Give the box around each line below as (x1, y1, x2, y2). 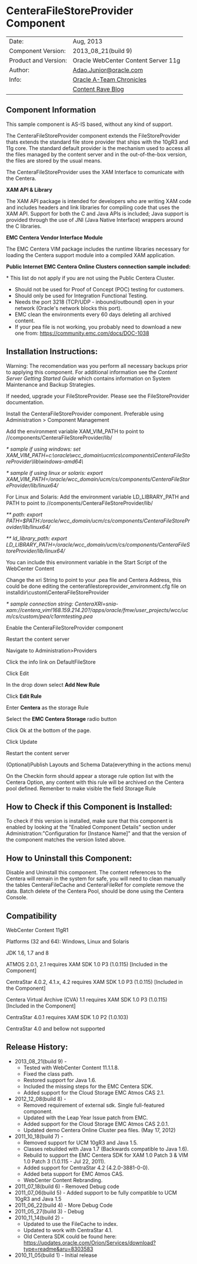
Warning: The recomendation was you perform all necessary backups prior (6, 362, 188, 369)
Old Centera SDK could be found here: (23, 1233, 117, 1240)
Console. (6, 894, 28, 901)
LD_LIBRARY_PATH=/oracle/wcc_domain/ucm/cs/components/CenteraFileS (6, 541, 190, 548)
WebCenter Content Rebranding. (23, 1176, 103, 1183)
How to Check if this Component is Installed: (6, 801, 172, 811)
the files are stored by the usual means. (6, 157, 102, 164)
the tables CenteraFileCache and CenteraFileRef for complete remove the (6, 882, 184, 889)
